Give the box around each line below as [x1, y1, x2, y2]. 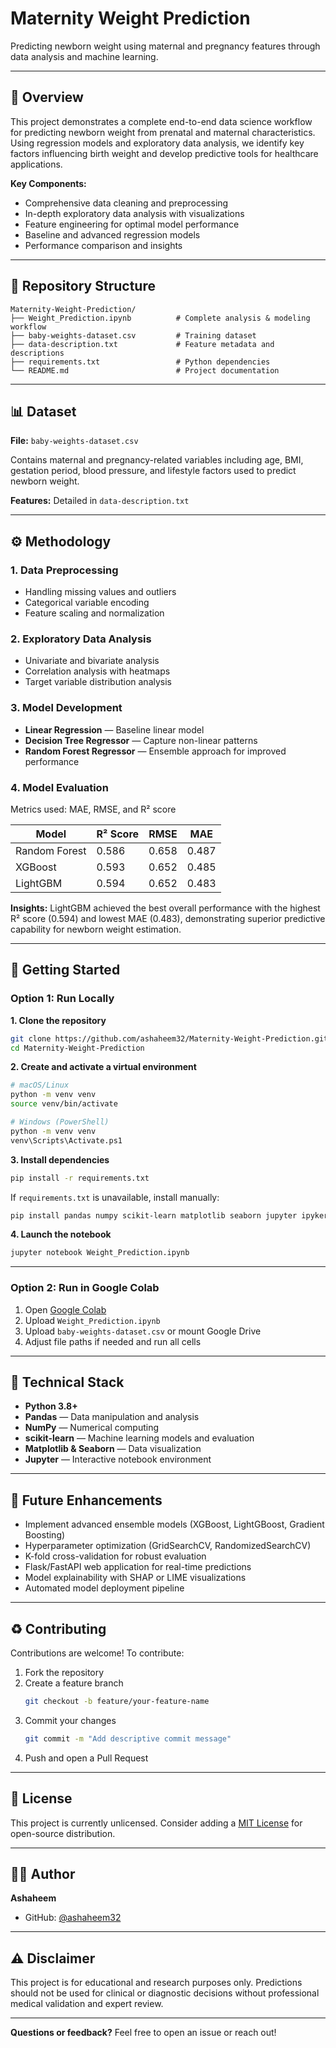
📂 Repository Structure [10, 278, 156, 295]
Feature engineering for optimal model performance [24, 218, 240, 230]
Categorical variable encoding [24, 597, 150, 609]
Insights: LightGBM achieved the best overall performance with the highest [10, 902, 321, 914]
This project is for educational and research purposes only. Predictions [10, 1977, 303, 1989]
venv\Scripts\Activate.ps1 [10, 1135, 123, 1146]
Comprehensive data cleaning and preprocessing [24, 197, 229, 209]
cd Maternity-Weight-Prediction [10, 1043, 145, 1053]
